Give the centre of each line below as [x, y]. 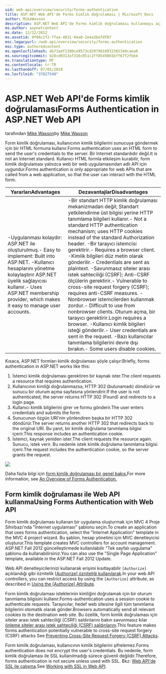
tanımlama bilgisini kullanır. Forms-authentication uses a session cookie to [80, 599]
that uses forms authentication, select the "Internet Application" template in [82, 532]
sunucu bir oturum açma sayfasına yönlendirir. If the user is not [76, 391]
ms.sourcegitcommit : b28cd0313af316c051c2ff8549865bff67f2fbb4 [72, 56]
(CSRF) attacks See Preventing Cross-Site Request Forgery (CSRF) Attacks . [82, 635]
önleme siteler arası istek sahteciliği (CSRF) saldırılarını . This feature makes [81, 625]
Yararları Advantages [36, 192]
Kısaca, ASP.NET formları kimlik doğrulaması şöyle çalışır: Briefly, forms [77, 361]
